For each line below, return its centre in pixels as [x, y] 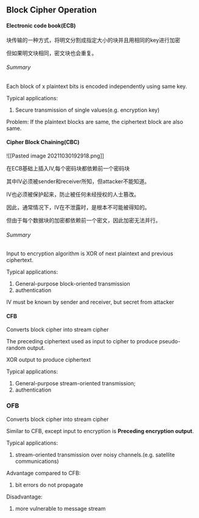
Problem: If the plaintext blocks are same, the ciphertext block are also [95, 122]
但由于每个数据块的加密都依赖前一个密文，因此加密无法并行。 [84, 220]
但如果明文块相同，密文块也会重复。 [52, 53]
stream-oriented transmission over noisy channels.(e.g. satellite [95, 454]
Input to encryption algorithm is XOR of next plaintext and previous [90, 254]
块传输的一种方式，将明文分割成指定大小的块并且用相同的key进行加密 [93, 40]
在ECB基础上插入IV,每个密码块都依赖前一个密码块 [68, 168]
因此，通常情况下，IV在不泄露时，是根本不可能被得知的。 [78, 207]
